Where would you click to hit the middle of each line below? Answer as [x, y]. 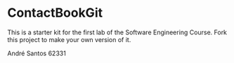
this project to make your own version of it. [69, 39]
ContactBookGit [55, 13]
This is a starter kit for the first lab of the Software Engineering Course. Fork [117, 32]
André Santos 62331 [37, 53]
